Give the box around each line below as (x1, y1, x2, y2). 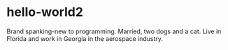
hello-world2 (6, 4, 83, 20)
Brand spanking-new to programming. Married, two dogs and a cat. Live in (6, 27, 222, 35)
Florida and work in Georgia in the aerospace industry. (6, 34, 164, 42)
